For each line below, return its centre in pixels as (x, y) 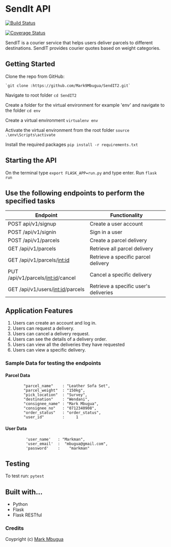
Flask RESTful (27, 515)
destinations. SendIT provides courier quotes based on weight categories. (83, 48)
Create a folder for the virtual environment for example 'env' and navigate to (85, 105)
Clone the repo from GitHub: (35, 76)
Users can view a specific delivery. (49, 350)
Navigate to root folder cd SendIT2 (41, 95)
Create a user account (117, 224)
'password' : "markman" (58, 448)
